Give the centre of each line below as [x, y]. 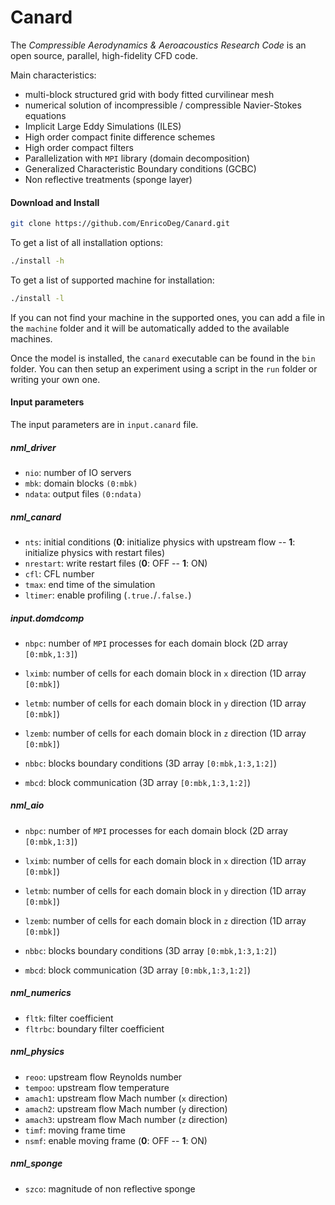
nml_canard [36, 517]
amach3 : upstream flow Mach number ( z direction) [126, 1119]
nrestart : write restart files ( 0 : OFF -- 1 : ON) [116, 563]
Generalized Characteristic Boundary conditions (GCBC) [140, 168]
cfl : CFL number [59, 573]
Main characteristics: [53, 75]
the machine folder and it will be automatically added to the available [150, 328]
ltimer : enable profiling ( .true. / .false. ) [108, 595]
